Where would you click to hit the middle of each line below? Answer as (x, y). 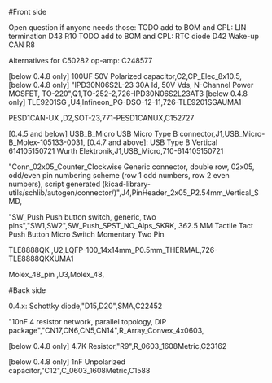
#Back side (27, 290)
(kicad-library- (126, 184)
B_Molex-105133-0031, (47, 142)
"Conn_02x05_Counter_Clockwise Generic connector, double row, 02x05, (132, 167)
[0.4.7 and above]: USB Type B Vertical (152, 142)
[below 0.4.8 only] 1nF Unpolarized (67, 362)
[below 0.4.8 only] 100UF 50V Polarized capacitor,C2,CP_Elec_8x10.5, (125, 76)
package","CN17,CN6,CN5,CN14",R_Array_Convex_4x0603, (106, 330)
